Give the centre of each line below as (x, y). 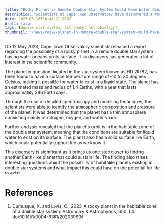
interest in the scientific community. (41, 62)
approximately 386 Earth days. (36, 92)
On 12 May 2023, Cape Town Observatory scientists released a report (76, 46)
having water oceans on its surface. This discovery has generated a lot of (80, 57)
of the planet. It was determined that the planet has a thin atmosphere (76, 112)
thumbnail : (16, 32)
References (29, 193)
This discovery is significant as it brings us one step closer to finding (75, 152)
